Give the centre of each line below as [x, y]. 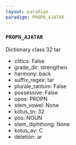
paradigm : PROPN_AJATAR [35, 17]
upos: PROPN [31, 99]
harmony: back [33, 73]
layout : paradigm [27, 12]
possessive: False [36, 92]
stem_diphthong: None [42, 124]
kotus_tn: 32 [29, 111]
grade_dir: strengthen [41, 67]
